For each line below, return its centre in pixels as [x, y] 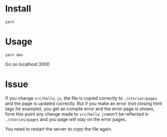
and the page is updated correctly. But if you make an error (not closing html [84, 103]
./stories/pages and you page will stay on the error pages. [66, 119]
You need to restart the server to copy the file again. [59, 129]
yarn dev [14, 55]
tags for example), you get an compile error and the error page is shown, [80, 109]
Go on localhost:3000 [27, 64]
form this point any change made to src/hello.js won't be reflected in [77, 114]
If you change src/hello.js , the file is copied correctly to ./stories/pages [81, 98]
